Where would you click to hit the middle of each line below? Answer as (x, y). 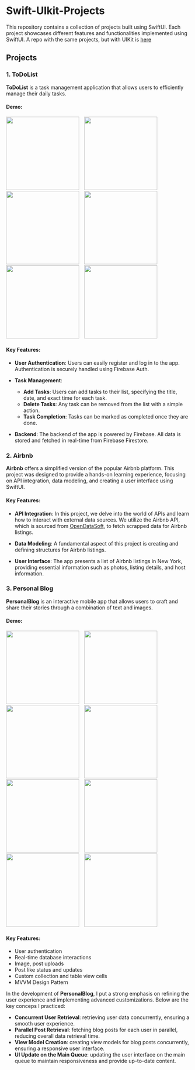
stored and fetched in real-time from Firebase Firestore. (81, 441)
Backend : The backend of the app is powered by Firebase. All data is (97, 434)
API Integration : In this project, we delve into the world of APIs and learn (102, 513)
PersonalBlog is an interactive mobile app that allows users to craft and (92, 601)
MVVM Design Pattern (41, 982)
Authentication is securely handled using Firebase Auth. (82, 369)
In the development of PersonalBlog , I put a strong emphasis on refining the (97, 994)
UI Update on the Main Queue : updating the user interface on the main (100, 1055)
